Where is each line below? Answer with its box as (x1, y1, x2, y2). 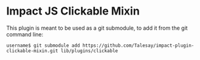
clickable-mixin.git (6, 47, 59, 54)
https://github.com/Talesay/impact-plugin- (82, 42, 195, 48)
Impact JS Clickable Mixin (6, 4, 140, 18)
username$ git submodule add (6, 42, 80, 48)
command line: (6, 30, 44, 38)
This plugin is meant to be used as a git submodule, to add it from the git (6, 24, 188, 32)
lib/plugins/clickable (60, 47, 119, 54)
